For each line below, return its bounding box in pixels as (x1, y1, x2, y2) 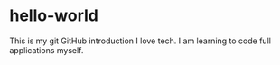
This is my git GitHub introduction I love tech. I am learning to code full (9, 35, 271, 46)
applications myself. (9, 44, 84, 55)
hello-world (9, 5, 99, 26)
